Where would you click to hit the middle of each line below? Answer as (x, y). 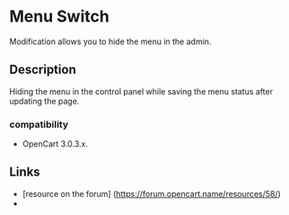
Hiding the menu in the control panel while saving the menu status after (141, 91)
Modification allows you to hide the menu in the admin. (110, 41)
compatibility (39, 124)
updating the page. (44, 101)
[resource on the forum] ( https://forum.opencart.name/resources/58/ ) (151, 193)
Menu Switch (59, 17)
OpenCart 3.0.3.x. (55, 144)
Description (43, 70)
